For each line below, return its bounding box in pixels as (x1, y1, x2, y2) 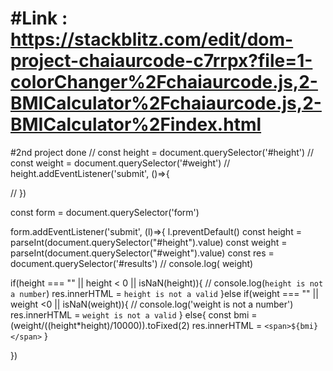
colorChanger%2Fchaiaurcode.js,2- (10, 71, 318, 94)
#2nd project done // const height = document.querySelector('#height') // (10, 146, 315, 158)
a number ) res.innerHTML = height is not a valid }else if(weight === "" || (10, 287, 319, 299)
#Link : (10, 7, 68, 30)
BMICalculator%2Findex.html (10, 113, 262, 136)
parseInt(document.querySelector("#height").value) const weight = (10, 236, 288, 248)
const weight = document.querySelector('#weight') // (10, 157, 231, 169)
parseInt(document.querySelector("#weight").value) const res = (10, 247, 275, 259)
